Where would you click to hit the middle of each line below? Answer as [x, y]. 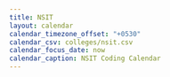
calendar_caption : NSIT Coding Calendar [85, 58]
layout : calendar [41, 26]
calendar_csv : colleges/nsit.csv [71, 42]
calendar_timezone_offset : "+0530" [75, 34]
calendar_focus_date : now [57, 50]
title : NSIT [31, 17]
